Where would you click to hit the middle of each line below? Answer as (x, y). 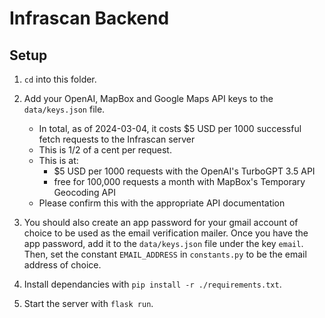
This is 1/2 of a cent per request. (105, 150)
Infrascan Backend (89, 18)
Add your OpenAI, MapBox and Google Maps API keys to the (148, 98)
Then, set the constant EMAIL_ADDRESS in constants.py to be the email (165, 254)
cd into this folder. (60, 79)
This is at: (58, 160)
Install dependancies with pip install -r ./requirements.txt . (152, 284)
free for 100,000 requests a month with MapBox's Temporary (179, 181)
